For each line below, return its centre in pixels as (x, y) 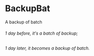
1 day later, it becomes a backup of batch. (47, 48)
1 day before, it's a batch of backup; (41, 33)
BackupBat (28, 9)
